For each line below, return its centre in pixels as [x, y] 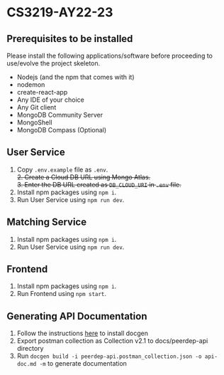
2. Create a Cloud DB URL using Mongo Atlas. [84, 177]
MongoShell [34, 122]
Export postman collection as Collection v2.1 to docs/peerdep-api [112, 341]
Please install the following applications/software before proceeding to [110, 56]
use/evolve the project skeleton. [54, 63]
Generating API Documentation [77, 316]
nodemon [31, 85]
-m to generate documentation [83, 364]
